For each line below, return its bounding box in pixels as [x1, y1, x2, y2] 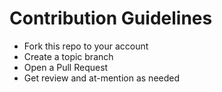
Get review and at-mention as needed [23, 72, 181, 84]
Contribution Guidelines [9, 7, 213, 30]
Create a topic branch [23, 50, 114, 62]
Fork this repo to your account [23, 40, 149, 52]
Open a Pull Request [23, 61, 109, 73]
